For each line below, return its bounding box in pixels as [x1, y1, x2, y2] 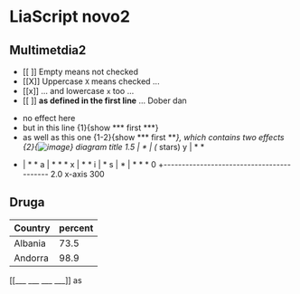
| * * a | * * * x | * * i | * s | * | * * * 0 [22, 159, 156, 169]
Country [14, 222, 51, 234]
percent [58, 222, 94, 234]
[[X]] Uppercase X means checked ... [22, 76, 160, 87]
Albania [14, 237, 47, 250]
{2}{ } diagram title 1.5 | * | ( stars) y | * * [22, 142, 205, 152]
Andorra [14, 251, 50, 264]
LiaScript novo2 [9, 6, 131, 27]
